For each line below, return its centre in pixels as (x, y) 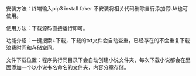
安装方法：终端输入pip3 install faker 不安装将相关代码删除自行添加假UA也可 (97, 8)
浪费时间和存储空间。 (32, 48)
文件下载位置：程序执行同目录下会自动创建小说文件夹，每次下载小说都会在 (96, 60)
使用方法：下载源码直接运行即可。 (47, 28)
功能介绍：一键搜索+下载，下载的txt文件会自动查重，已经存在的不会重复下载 (98, 40)
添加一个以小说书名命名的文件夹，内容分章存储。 (70, 67)
